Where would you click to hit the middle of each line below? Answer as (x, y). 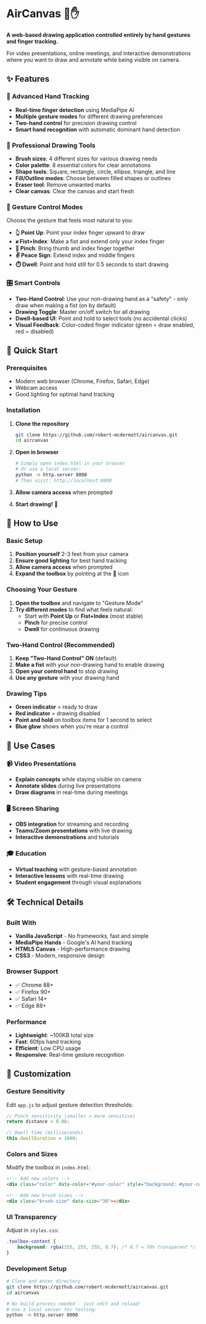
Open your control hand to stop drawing (67, 671)
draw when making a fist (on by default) (66, 305)
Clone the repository (42, 424)
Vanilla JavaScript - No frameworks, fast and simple (82, 936)
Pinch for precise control (56, 622)
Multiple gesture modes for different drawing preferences (89, 116)
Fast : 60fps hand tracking (48, 1041)
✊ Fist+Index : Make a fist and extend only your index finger (90, 242)
